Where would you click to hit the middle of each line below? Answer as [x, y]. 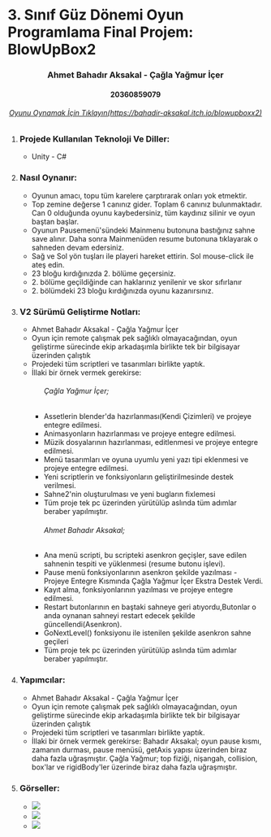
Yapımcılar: [42, 680]
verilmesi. [60, 486]
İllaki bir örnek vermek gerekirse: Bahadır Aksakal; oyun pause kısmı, [146, 741]
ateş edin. [48, 264]
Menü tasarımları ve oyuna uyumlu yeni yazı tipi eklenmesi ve [146, 460]
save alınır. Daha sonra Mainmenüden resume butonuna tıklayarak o [145, 238]
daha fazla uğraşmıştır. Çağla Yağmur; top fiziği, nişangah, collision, [144, 758]
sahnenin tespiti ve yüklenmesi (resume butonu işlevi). [134, 564]
